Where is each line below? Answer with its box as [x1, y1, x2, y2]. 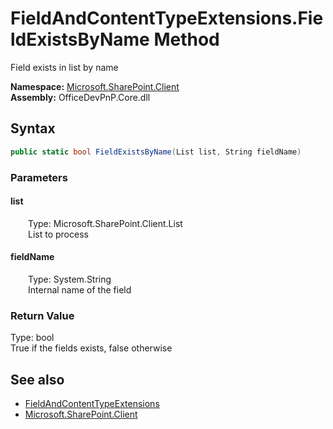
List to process [28, 228, 89, 240]
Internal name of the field [28, 283, 132, 296]
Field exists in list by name [10, 61, 119, 73]
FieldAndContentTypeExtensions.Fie [10, 7, 324, 30]
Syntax [10, 120, 56, 137]
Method [153, 28, 220, 51]
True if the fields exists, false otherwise [10, 342, 173, 354]
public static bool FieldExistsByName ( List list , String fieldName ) [10, 147, 302, 157]
